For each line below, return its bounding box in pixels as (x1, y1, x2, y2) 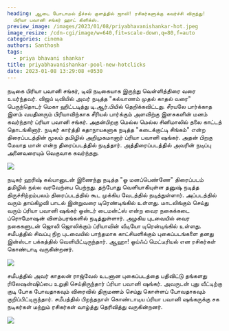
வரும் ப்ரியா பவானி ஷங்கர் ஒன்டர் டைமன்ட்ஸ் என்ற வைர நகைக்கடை (7, 206, 190, 214)
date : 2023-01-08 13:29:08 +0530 (7, 67, 103, 74)
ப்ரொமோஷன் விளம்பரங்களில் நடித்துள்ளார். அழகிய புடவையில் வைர (7, 214, 190, 222)
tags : (7, 49, 23, 56)
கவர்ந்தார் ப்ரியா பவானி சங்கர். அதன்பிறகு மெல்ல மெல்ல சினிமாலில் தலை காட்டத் (7, 118, 222, 126)
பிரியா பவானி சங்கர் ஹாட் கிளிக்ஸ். (13, 17, 100, 23)
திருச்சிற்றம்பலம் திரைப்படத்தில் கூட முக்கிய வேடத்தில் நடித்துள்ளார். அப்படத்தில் (7, 191, 217, 199)
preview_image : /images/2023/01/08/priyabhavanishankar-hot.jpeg (7, 23, 198, 30)
